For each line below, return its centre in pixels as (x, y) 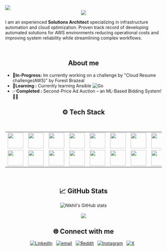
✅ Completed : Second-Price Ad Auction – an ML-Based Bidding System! (87, 91)
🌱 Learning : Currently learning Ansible (52, 85)
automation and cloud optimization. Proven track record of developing (77, 27)
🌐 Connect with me (83, 231)
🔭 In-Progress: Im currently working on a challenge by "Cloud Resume (84, 75)
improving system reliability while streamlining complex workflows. (74, 38)
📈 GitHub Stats (83, 191)
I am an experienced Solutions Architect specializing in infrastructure (77, 22)
